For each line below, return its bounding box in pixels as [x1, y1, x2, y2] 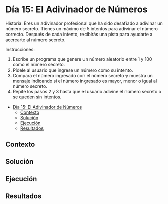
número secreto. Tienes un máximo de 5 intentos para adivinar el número [5, 25, 158, 31]
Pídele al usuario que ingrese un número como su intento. [12, 67, 133, 73]
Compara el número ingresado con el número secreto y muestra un [12, 72, 153, 78]
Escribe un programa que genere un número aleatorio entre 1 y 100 [12, 56, 152, 62]
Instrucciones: [5, 46, 35, 52]
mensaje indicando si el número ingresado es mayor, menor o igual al [12, 78, 157, 84]
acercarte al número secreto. [5, 37, 66, 43]
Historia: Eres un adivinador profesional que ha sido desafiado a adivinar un [5, 20, 163, 26]
